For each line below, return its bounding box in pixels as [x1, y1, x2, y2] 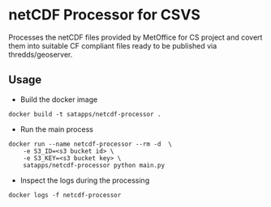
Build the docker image [19, 95, 98, 104]
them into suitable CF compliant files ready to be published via [8, 40, 217, 50]
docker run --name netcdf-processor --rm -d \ [8, 140, 173, 148]
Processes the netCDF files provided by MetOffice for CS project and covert [8, 32, 263, 42]
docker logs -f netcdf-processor [8, 191, 122, 199]
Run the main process [19, 124, 93, 134]
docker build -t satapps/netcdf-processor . [8, 110, 161, 118]
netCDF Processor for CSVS [8, 6, 201, 24]
